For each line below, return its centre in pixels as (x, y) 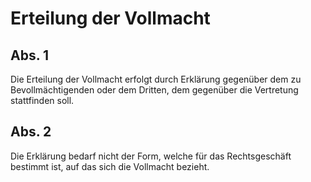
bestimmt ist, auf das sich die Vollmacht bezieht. (110, 166)
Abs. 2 (31, 132)
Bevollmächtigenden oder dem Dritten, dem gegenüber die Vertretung (154, 90)
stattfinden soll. (42, 100)
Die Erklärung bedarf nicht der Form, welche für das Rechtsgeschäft (151, 156)
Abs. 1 (30, 55)
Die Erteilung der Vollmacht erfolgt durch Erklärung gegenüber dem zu (156, 79)
